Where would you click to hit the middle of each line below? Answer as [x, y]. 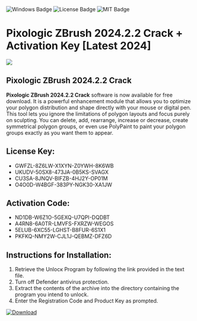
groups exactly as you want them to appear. [60, 132]
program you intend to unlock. [52, 295]
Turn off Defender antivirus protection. [62, 282]
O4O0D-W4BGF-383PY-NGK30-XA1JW [63, 185]
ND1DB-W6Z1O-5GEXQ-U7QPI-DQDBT [62, 217]
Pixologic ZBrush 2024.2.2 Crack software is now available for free [90, 95]
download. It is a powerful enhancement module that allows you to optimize [99, 101]
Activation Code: [38, 203]
